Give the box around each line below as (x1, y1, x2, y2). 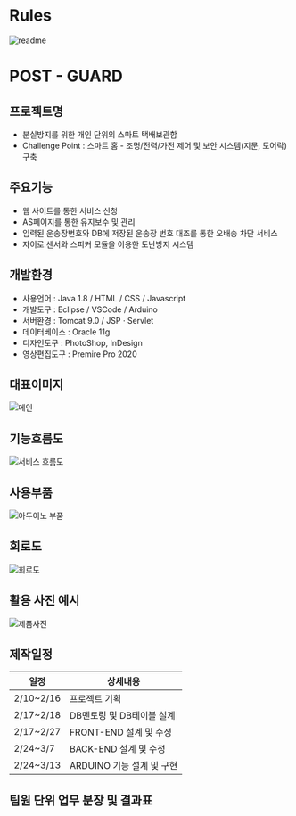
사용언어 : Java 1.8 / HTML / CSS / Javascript (21, 293, 186, 303)
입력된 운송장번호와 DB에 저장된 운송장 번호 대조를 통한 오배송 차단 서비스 (21, 227, 278, 238)
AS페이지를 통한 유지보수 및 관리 (21, 216, 136, 227)
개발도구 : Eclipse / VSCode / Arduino (21, 304, 158, 315)
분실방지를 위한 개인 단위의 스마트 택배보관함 (21, 128, 178, 139)
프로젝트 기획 (70, 693, 122, 705)
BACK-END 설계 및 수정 (70, 743, 166, 755)
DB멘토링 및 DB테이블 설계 (70, 710, 176, 722)
